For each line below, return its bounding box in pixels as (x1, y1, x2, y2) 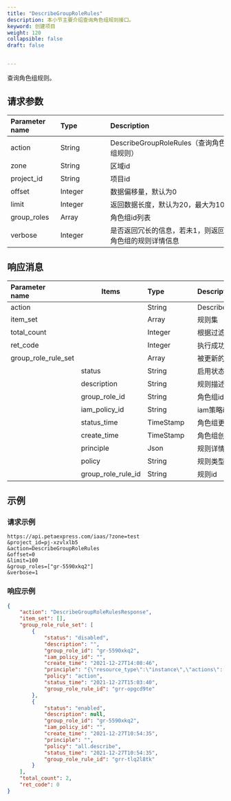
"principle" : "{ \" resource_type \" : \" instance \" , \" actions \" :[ (43, 666, 226, 673)
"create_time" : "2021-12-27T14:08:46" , (43, 660, 158, 667)
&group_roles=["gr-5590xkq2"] (7, 563, 94, 570)
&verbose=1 (7, 569, 38, 576)
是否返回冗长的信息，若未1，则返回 (110, 225, 225, 235)
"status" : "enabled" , (43, 705, 107, 712)
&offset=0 (7, 551, 36, 559)
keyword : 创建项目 (7, 23, 56, 30)
